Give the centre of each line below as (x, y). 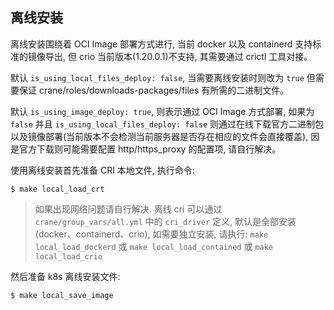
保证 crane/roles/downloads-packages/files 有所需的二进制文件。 (154, 90)
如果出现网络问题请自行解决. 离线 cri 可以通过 (128, 209)
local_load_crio (68, 256)
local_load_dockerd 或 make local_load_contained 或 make (154, 246)
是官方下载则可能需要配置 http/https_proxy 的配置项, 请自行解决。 (146, 149)
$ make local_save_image (62, 295)
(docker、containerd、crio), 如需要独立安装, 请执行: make (151, 234)
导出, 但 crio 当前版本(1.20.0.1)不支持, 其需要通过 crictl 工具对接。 (178, 56)
